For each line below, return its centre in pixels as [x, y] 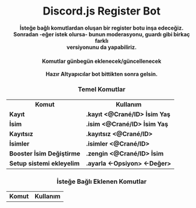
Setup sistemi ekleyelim [44, 163]
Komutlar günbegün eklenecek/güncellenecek [102, 61]
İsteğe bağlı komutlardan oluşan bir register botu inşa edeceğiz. [102, 28]
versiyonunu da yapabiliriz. [102, 47]
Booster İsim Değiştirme [45, 154]
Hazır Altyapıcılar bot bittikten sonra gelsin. [102, 74]
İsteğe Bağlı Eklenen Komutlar [102, 181]
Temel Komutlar [102, 89]
